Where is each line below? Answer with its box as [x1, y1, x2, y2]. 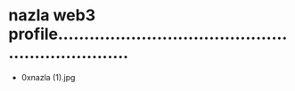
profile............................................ [8, 24, 288, 44]
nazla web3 [8, 5, 96, 26]
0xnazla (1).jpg [20, 72, 76, 82]
